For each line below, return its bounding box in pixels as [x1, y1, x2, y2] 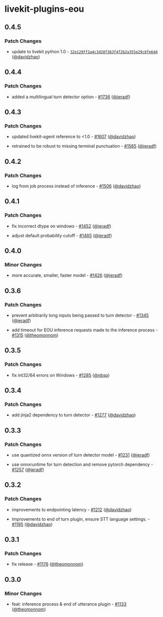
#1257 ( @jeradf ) [11, 467, 44, 473]
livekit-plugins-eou [4, 3, 84, 15]
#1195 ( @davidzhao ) [11, 521, 53, 527]
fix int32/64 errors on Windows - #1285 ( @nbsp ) [11, 372, 110, 378]
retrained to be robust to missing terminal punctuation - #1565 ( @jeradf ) [11, 143, 157, 149]
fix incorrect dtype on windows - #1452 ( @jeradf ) [11, 223, 112, 229]
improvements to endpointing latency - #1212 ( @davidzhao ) [11, 507, 132, 512]
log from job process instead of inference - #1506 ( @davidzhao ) [11, 183, 141, 189]
